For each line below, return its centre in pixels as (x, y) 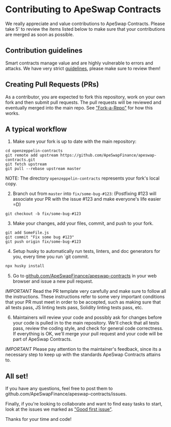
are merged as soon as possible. (40, 34)
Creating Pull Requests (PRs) (52, 85)
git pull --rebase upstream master (43, 169)
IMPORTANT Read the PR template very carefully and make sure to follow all (86, 291)
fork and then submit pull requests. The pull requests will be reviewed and (83, 102)
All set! (17, 376)
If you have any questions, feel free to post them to (59, 389)
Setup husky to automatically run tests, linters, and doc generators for (86, 251)
